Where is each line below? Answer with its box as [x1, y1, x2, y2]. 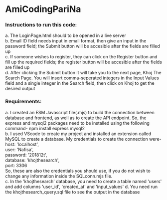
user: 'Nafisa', [5, 146, 34, 153]
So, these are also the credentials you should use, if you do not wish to [5, 168, 151, 174]
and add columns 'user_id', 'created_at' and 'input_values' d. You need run [5, 184, 158, 190]
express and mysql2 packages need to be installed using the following [5, 120, 150, 126]
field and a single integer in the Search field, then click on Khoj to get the [5, 80, 155, 86]
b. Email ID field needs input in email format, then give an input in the [5, 38, 147, 44]
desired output [5, 86, 35, 92]
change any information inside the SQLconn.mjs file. [5, 173, 113, 179]
